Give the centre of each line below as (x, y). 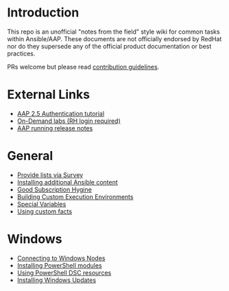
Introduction (43, 13)
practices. (21, 54)
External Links (49, 95)
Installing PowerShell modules (59, 265)
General (30, 156)
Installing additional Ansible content (67, 182)
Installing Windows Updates (57, 280)
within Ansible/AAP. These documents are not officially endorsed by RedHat (114, 38)
